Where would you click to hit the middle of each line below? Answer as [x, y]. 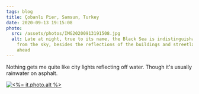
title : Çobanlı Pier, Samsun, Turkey [53, 17]
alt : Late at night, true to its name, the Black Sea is [83, 39]
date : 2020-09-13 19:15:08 [39, 22]
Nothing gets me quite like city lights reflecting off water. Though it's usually [99, 67]
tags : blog [20, 12]
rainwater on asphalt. [32, 73]
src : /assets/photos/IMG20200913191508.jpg [66, 34]
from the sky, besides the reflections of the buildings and [94, 45]
